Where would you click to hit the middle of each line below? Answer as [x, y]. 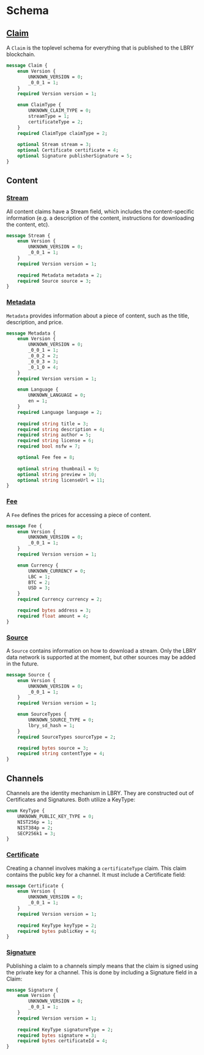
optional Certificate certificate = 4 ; [68, 150]
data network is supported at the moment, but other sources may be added [101, 657]
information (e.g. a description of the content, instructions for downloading [100, 218]
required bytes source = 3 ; [53, 748]
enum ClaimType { [39, 105]
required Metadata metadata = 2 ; [60, 275]
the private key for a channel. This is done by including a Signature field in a [102, 972]
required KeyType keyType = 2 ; [57, 926]
